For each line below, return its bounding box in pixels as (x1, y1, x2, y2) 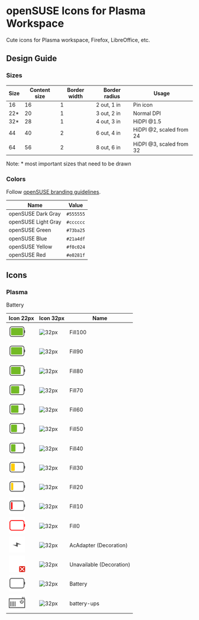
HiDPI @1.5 (133, 117, 162, 125)
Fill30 (69, 464, 84, 471)
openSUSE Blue (8, 235, 47, 242)
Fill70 (69, 386, 84, 394)
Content (29, 87, 50, 94)
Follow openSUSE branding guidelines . (6, 188, 101, 196)
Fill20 (69, 484, 84, 491)
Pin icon (133, 101, 153, 108)
